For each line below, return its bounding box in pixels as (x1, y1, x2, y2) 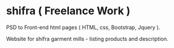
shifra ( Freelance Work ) (6, 4, 131, 18)
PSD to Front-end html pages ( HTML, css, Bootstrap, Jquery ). (6, 24, 160, 31)
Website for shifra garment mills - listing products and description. (6, 35, 169, 42)
